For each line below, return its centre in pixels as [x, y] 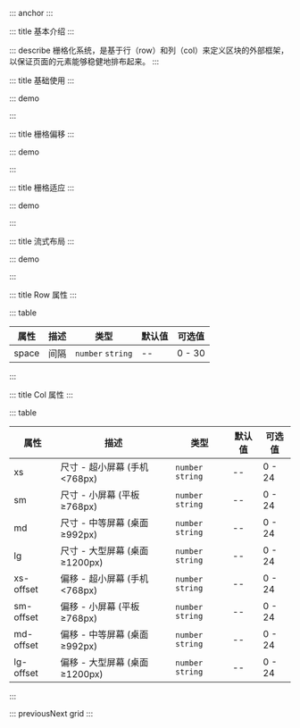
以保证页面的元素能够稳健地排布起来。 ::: [84, 61]
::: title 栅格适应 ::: [42, 188]
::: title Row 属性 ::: [43, 295]
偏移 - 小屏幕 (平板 [100, 607]
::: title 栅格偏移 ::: [42, 134]
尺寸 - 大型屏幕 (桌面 [104, 551]
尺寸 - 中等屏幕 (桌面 [104, 523]
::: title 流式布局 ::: [42, 241]
